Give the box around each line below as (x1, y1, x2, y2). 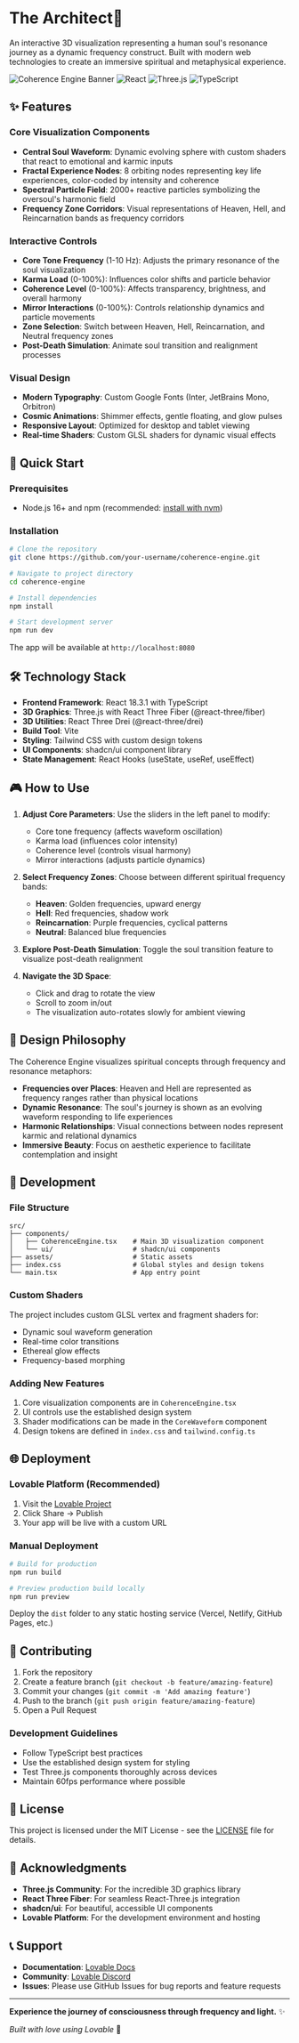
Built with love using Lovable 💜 (9, 2023, 122, 2034)
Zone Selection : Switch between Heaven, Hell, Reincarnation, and (21, 320, 265, 332)
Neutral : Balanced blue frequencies (35, 926, 167, 937)
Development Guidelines (9, 1727, 118, 1740)
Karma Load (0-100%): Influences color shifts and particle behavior (21, 273, 271, 284)
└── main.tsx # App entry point (9, 1268, 201, 1278)
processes (21, 349, 61, 359)
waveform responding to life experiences (21, 1111, 174, 1122)
